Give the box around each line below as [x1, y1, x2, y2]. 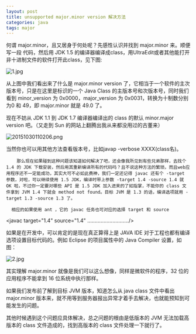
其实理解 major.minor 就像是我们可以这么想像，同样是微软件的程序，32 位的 [6, 267, 189, 275]
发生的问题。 [11, 302, 42, 309]
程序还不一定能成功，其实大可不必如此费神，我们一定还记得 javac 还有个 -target [10, 171, 185, 177]
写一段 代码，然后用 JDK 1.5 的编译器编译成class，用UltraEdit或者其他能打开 [6, 49, 190, 56]
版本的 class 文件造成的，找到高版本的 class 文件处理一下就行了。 [6, 322, 165, 329]
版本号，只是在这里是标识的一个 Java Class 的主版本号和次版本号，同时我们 [6, 87, 189, 94]
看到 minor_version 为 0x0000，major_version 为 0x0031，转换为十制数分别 [6, 95, 189, 102]
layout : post [6, 8, 38, 15]
